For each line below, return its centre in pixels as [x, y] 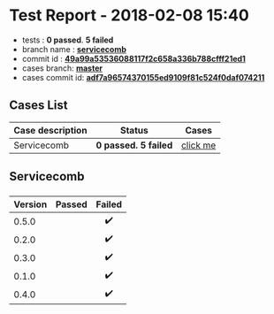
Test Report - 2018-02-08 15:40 [129, 15]
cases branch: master [62, 68]
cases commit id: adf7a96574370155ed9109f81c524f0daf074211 [143, 77]
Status [134, 130]
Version [30, 204]
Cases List [38, 106]
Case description [50, 130]
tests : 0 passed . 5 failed [68, 40]
